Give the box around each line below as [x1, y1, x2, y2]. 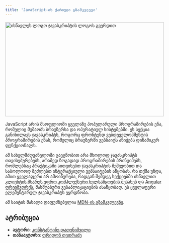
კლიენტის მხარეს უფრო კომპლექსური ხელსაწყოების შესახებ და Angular [5, 179, 162, 185]
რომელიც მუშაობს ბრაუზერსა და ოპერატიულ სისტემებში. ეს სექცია [5, 126, 150, 132]
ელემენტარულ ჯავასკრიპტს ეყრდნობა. [5, 189, 90, 195]
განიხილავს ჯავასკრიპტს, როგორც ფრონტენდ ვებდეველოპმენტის [5, 132, 148, 138]
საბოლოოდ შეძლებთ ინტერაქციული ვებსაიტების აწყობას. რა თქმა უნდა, [5, 168, 162, 174]
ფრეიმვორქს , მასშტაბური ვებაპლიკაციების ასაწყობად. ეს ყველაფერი [5, 184, 156, 190]
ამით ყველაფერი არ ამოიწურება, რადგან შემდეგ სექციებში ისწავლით [5, 173, 156, 179]
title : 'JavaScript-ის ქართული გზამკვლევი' [5, 7, 98, 13]
